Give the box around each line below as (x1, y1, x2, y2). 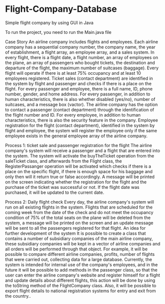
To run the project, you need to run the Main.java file (5, 29, 112, 35)
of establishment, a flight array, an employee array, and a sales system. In (5, 49, 155, 55)
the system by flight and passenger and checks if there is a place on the (5, 80, 152, 87)
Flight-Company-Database (5, 3, 117, 15)
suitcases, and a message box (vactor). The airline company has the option (5, 101, 158, 107)
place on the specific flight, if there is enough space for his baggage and (5, 168, 153, 174)
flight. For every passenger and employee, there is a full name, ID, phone (5, 86, 153, 91)
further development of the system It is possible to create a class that (5, 230, 146, 236)
